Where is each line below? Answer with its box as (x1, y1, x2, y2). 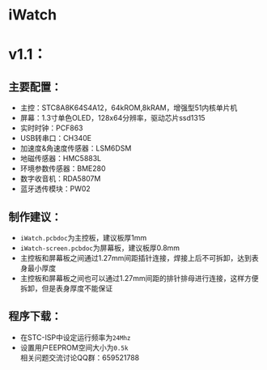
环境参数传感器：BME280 (19, 164, 107, 173)
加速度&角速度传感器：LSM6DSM (19, 143, 132, 153)
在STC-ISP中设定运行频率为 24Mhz (19, 332, 131, 342)
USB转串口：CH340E (19, 134, 91, 143)
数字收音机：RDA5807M (19, 174, 101, 184)
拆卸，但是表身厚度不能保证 (19, 283, 113, 293)
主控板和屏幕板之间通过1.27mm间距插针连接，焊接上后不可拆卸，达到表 (19, 253, 259, 262)
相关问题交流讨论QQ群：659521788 (19, 352, 140, 362)
